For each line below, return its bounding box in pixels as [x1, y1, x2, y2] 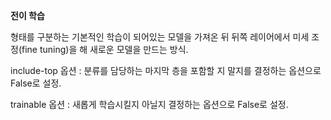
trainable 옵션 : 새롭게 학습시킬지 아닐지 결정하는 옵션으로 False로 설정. [10, 99, 289, 110]
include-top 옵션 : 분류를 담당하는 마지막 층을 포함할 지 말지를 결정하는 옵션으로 [10, 65, 322, 76]
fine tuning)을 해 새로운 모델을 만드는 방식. [21, 44, 189, 55]
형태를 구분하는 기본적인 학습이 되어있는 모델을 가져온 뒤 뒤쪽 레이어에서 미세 [10, 31, 310, 43]
